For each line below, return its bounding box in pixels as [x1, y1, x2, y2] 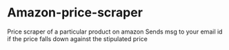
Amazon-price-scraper [7, 5, 143, 21]
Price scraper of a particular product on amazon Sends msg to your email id [7, 27, 223, 36]
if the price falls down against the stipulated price [7, 34, 148, 42]
